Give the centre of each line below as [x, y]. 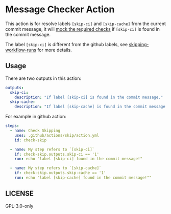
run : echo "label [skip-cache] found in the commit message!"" [83, 178]
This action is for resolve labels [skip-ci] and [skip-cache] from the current [86, 24]
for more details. [55, 50]
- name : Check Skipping [35, 131]
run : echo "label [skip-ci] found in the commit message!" [79, 159]
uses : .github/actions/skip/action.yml [57, 135]
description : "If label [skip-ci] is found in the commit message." [89, 97]
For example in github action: [36, 117]
